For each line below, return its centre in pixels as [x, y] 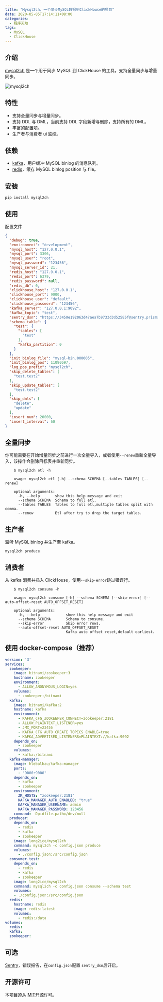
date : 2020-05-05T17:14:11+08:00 [39, 14]
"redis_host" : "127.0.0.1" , [38, 272]
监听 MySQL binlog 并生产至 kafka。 [41, 542]
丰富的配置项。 [27, 128]
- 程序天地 [19, 23]
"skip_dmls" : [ [25, 399]
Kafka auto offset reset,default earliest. [110, 632]
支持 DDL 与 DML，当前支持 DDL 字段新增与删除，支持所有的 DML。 [80, 121]
